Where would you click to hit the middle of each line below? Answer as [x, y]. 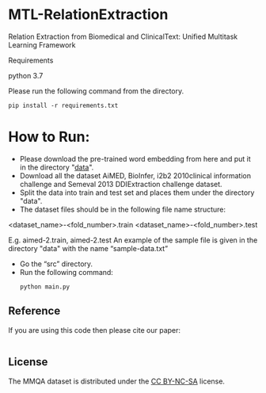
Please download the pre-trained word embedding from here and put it [135, 158]
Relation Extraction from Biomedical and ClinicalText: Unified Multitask [123, 36]
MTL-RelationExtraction [88, 15]
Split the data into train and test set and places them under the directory [137, 193]
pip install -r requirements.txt [63, 105]
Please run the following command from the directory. [96, 91]
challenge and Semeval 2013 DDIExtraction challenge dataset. [121, 184]
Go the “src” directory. [56, 264]
